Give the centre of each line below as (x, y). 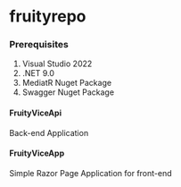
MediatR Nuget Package (67, 83)
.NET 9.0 (38, 73)
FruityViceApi (36, 113)
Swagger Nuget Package (68, 92)
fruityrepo (48, 17)
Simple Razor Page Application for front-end (90, 173)
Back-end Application (49, 132)
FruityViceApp (37, 153)
